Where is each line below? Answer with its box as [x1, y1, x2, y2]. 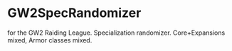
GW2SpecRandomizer [7, 5, 142, 21]
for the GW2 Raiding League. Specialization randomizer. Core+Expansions [7, 28, 226, 37]
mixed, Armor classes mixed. [7, 35, 93, 44]
